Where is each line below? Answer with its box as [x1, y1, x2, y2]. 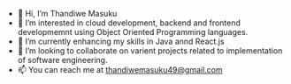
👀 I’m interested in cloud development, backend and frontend [17, 17, 241, 28]
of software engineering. [17, 55, 108, 65]
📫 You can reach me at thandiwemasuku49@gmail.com [17, 65, 223, 74]
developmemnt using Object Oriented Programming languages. [17, 27, 249, 37]
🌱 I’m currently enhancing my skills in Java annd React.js [17, 36, 225, 46]
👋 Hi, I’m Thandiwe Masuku [17, 9, 118, 18]
